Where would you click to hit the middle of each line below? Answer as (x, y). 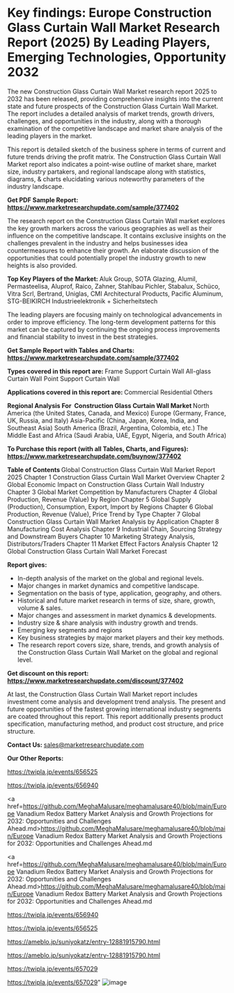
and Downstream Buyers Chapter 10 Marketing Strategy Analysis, (101, 536)
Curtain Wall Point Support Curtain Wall (63, 379)
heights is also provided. (42, 265)
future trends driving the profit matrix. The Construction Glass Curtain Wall (114, 157)
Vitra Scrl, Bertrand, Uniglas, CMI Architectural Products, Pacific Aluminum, (115, 294)
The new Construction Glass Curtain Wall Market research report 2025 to (112, 91)
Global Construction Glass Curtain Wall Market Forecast (87, 551)
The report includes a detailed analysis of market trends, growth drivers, (111, 114)
